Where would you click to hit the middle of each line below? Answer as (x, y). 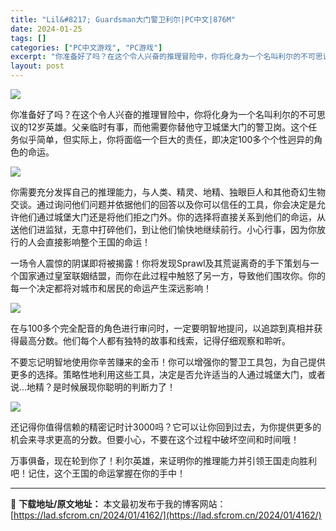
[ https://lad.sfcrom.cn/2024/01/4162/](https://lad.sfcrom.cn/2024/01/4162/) (166, 515)
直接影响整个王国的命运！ (97, 242)
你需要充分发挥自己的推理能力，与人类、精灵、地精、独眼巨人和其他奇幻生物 (168, 192)
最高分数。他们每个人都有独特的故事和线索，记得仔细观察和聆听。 (154, 340)
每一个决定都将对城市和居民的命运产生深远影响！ (111, 288)
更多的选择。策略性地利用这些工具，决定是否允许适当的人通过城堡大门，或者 (168, 374)
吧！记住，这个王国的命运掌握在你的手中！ (98, 473)
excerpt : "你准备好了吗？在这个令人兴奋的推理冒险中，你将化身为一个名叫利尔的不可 (163, 57)
